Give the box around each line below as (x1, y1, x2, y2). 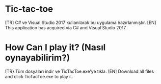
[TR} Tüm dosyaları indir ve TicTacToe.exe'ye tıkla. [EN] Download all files (5, 68, 154, 74)
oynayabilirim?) (5, 52, 70, 63)
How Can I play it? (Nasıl (5, 42, 106, 53)
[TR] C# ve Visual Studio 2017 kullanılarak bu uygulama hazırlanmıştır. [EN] (5, 20, 156, 25)
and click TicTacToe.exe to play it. (5, 73, 74, 79)
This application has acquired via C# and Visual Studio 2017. (5, 24, 127, 30)
